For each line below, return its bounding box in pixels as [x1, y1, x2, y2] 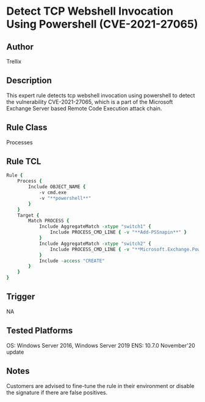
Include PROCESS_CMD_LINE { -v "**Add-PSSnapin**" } [49, 229, 187, 236]
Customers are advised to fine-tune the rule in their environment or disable [6, 382, 195, 389]
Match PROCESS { [28, 218, 70, 224]
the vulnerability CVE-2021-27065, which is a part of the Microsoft [6, 98, 173, 105]
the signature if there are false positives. [6, 389, 108, 396]
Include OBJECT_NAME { [28, 184, 86, 190]
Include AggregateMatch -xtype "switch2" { [38, 240, 151, 247]
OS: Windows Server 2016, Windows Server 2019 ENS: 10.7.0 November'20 [6, 342, 195, 349]
